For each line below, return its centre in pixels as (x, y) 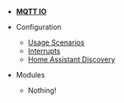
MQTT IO (31, 12)
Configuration (38, 27)
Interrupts (44, 51)
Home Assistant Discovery (72, 59)
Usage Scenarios (56, 42)
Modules (30, 75)
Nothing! (42, 90)
